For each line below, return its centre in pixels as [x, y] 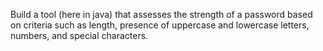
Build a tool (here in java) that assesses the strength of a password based [161, 14]
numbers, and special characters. [79, 35]
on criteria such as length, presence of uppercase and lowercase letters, [160, 25]
